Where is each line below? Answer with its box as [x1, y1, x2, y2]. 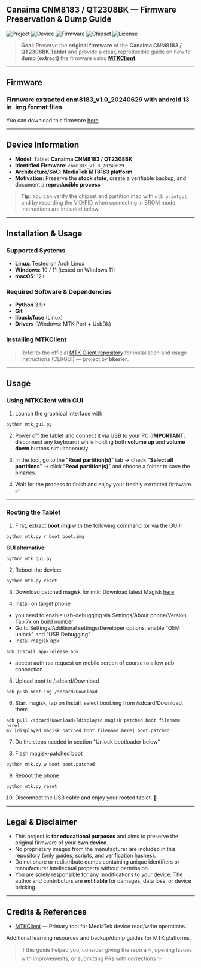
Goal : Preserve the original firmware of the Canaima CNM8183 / [20, 41, 182, 49]
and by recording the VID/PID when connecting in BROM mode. [20, 199, 178, 206]
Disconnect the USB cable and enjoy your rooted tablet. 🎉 [14, 794, 157, 801]
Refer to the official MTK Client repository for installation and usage [20, 349, 187, 356]
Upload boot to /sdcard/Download [14, 677, 99, 684]
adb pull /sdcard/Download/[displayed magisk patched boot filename [6, 717, 181, 723]
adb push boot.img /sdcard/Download [6, 689, 98, 695]
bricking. [14, 884, 37, 891]
